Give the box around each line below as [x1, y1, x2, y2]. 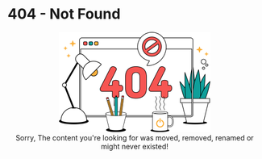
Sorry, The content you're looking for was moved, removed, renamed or [15, 132, 255, 142]
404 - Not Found [7, 5, 121, 23]
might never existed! [101, 141, 168, 151]
